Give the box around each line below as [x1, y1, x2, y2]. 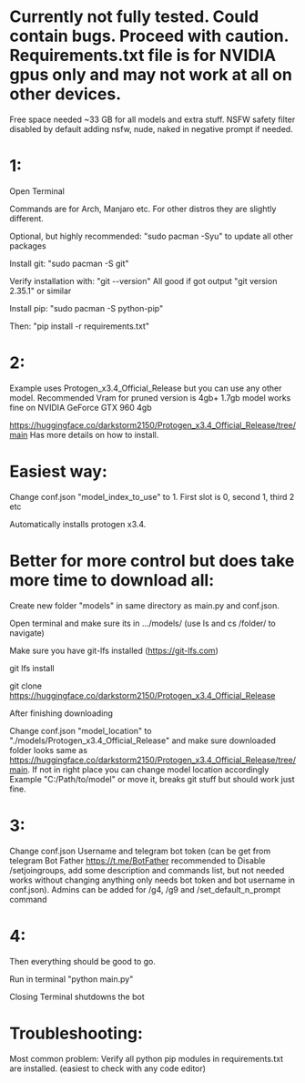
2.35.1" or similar [9, 285, 72, 296]
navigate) [9, 627, 46, 639]
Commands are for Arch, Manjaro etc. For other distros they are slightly [9, 203, 277, 214]
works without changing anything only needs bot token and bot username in [9, 874, 296, 885]
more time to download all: [9, 569, 215, 590]
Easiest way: [9, 462, 107, 482]
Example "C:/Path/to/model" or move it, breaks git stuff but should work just [9, 773, 295, 784]
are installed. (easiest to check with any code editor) [9, 1063, 207, 1074]
